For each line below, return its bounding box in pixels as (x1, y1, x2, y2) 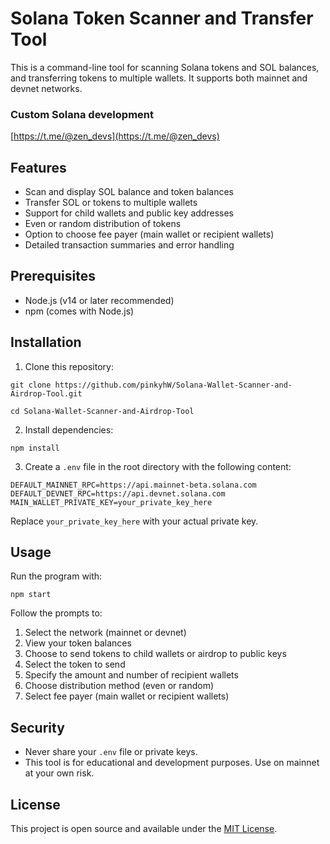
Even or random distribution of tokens (24, 218, 182, 230)
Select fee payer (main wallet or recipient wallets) (24, 690, 230, 702)
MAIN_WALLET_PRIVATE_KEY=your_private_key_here (10, 497, 213, 507)
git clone (10, 380, 52, 390)
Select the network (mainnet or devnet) (24, 627, 187, 639)
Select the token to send (24, 658, 126, 671)
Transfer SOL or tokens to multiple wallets (24, 197, 198, 209)
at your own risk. (24, 767, 95, 779)
